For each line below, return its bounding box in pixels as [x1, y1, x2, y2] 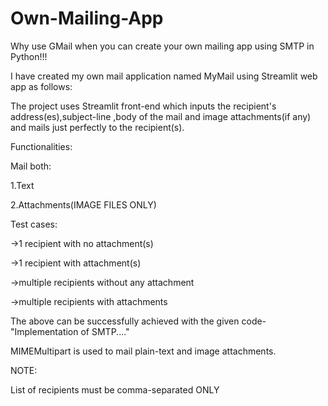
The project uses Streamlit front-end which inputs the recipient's [10, 100, 277, 112]
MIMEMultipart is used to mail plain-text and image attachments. [10, 345, 277, 357]
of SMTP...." [80, 325, 130, 337]
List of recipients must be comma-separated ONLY [10, 383, 220, 396]
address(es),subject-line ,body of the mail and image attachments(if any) [10, 110, 312, 122]
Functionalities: [10, 140, 73, 152]
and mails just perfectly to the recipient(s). [10, 121, 185, 133]
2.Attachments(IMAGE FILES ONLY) [10, 198, 157, 211]
